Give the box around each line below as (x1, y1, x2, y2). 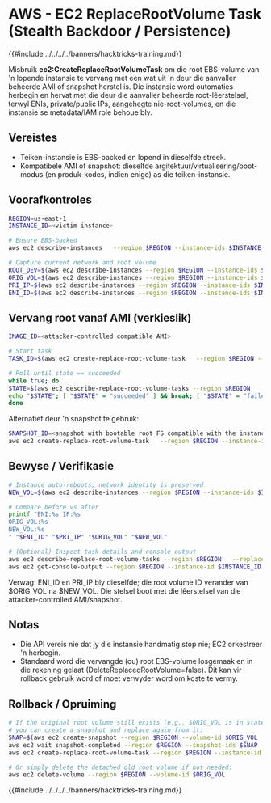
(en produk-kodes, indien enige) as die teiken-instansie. (44, 169, 231, 179)
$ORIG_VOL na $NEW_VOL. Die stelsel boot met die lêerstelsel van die (8, 585, 241, 595)
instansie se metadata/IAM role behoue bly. (8, 107, 153, 117)
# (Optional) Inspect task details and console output (8, 547, 197, 556)
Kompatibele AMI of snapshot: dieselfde (19, 161, 153, 171)
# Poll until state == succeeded (8, 369, 121, 377)
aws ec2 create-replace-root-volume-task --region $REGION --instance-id (8, 749, 262, 757)
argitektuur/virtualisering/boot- (154, 161, 258, 171)
